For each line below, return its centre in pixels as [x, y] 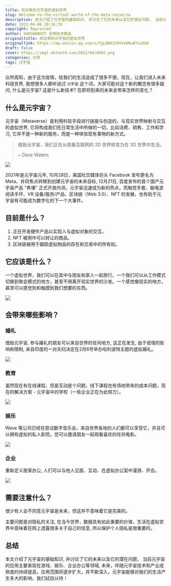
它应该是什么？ [29, 262]
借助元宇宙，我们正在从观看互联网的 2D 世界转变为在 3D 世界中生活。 [91, 145]
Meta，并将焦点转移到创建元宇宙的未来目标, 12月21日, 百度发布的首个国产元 [84, 181]
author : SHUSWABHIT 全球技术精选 [38, 34]
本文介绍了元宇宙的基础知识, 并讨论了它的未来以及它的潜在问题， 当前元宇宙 [85, 559]
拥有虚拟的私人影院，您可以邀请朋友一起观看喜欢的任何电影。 [74, 434]
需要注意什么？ [29, 497]
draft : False [19, 48]
